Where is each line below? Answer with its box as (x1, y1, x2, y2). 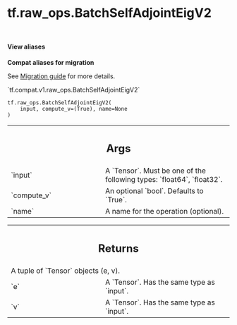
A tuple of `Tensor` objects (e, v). (11, 266, 120, 276)
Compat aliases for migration (7, 58, 95, 66)
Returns (98, 241, 139, 255)
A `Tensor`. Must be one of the (105, 166, 206, 176)
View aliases (7, 42, 46, 51)
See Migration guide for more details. (7, 72, 116, 80)
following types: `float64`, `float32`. (105, 175, 223, 185)
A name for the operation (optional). (105, 207, 224, 216)
